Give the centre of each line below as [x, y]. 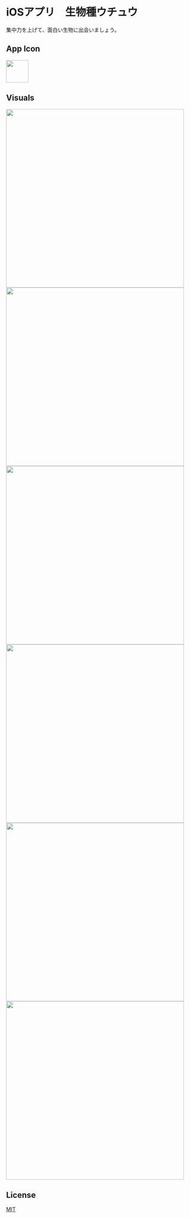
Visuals [20, 98]
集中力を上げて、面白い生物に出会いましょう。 [63, 30]
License [21, 1195]
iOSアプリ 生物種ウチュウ [72, 12]
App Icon [23, 49]
